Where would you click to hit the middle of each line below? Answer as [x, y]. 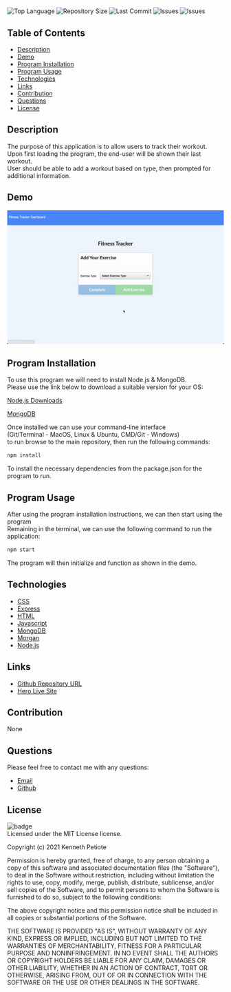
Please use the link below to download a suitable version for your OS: [105, 387]
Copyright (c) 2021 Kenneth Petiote [57, 847]
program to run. [29, 476]
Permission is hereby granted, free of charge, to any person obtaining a [108, 861]
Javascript [32, 623]
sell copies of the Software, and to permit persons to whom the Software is [113, 890]
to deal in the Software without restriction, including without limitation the [111, 875]
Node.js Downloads [35, 401]
